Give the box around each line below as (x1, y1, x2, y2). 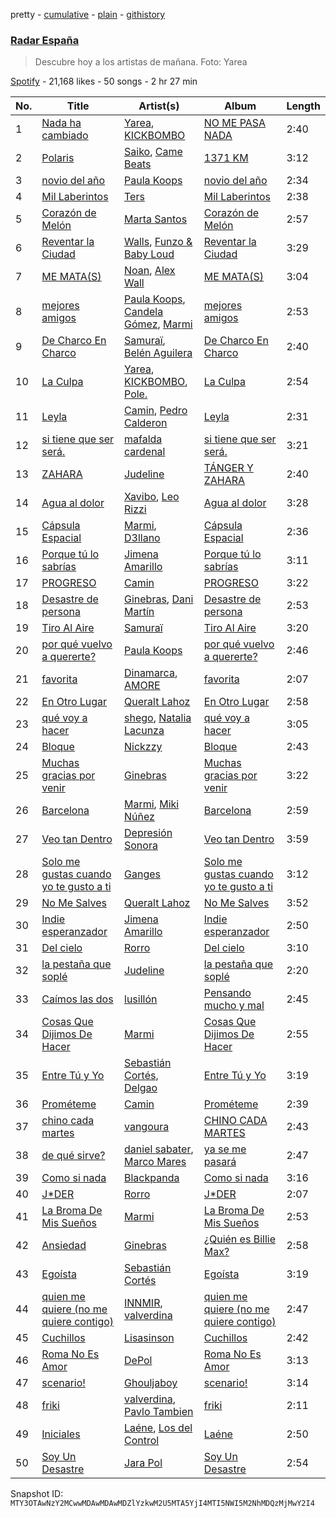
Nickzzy (124, 740, 163, 754)
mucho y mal (203, 999, 265, 1013)
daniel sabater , (124, 1142, 194, 1156)
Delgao (124, 1081, 158, 1095)
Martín (124, 605, 155, 619)
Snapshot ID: (10, 1488, 64, 1500)
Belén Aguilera (124, 346, 193, 360)
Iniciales (41, 1427, 81, 1441)
